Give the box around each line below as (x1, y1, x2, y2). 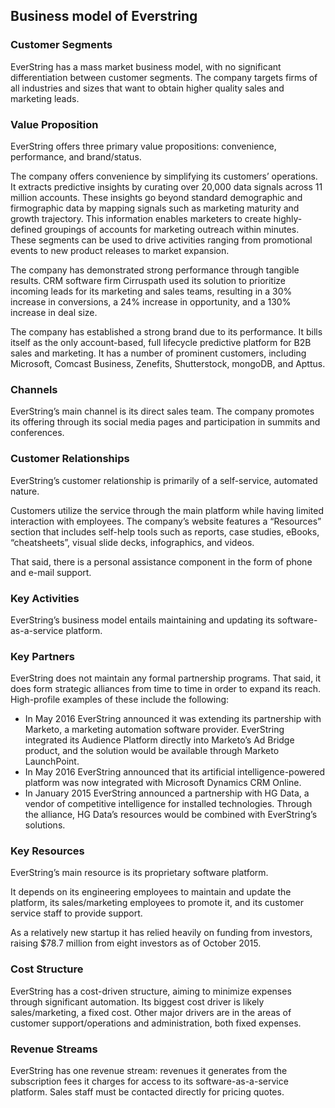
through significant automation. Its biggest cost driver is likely (10, 995, 265, 1008)
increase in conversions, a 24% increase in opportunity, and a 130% (10, 295, 292, 308)
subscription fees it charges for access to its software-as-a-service (10, 1075, 289, 1088)
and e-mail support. (10, 566, 92, 578)
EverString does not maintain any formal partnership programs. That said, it (10, 672, 322, 684)
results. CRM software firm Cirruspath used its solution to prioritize (10, 274, 287, 286)
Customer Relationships (10, 452, 130, 466)
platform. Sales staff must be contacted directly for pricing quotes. (10, 1086, 285, 1098)
